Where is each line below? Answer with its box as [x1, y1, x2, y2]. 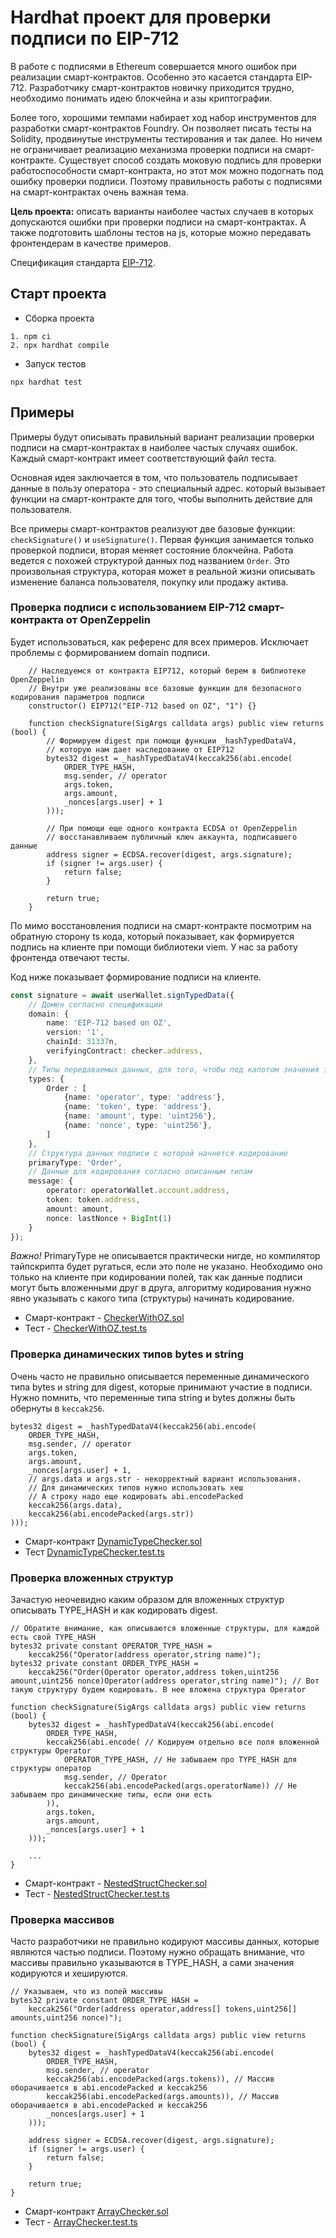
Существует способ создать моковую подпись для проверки [58, 154, 322, 166]
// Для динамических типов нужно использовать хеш [28, 1482, 244, 1493]
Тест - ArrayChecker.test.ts [24, 2216, 138, 2228]
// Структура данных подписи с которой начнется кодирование [28, 1148, 288, 1158]
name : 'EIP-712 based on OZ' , [46, 1018, 172, 1028]
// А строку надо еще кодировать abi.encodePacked [28, 1491, 244, 1501]
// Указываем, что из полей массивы [10, 1987, 163, 1997]
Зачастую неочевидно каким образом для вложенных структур [10, 1594, 285, 1606]
